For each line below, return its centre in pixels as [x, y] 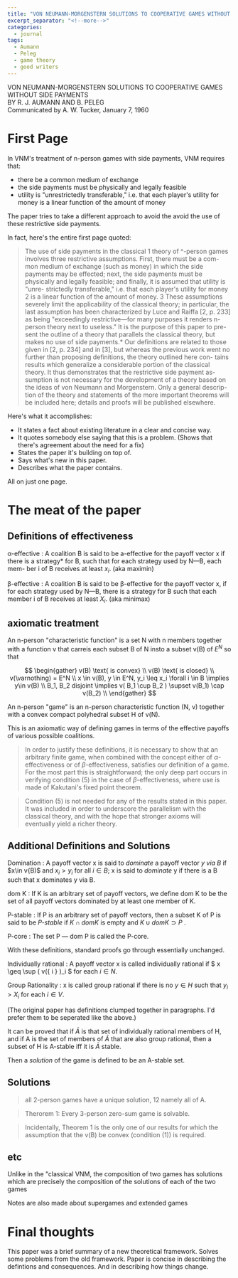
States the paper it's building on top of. [75, 452]
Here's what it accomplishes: [50, 416]
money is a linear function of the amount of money [91, 202]
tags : [15, 41]
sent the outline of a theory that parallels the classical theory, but [120, 334]
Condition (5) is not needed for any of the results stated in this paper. [126, 801]
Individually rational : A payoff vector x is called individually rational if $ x [114, 964]
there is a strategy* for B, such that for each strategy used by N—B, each [114, 561]
